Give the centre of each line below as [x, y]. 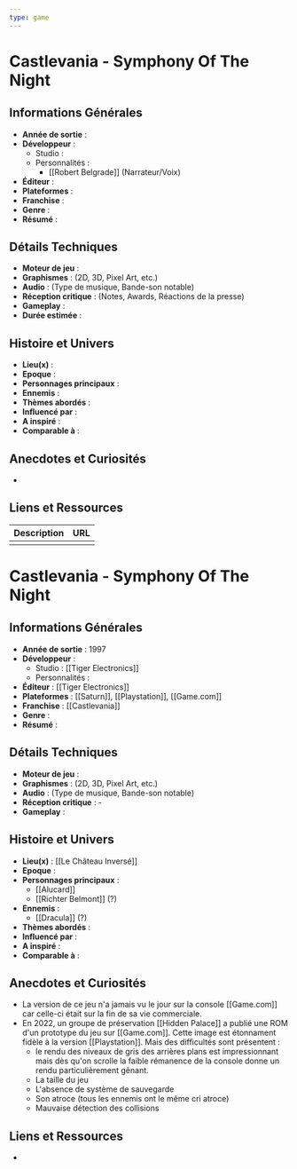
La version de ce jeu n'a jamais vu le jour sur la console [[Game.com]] [149, 1005]
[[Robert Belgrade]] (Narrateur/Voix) [115, 172]
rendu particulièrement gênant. [92, 1070]
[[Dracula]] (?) [61, 917]
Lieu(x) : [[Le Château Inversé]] [80, 861]
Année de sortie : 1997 [64, 649]
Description [39, 533]
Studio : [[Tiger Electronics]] [87, 667]
